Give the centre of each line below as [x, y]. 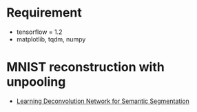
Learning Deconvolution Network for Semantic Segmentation [103, 101]
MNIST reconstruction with [85, 67]
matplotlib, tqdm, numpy [51, 39]
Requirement [44, 13]
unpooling [36, 82]
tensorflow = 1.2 [39, 32]
